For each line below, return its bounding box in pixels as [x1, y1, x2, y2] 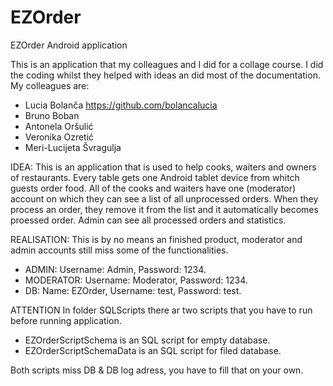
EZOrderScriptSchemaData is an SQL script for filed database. [24, 344, 282, 356]
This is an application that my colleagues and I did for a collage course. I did [10, 58, 324, 70]
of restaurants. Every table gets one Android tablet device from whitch [10, 171, 300, 183]
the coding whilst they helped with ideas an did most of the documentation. [10, 69, 321, 81]
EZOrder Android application [10, 39, 128, 51]
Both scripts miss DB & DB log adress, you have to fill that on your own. [10, 364, 304, 376]
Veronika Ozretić [24, 131, 95, 143]
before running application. [10, 314, 122, 326]
